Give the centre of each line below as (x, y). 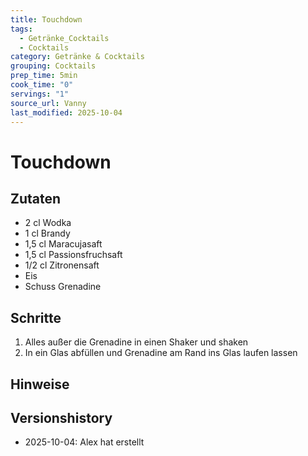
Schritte (36, 317)
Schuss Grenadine (63, 287)
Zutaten (36, 198)
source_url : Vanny (48, 103)
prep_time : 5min (44, 76)
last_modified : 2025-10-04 (66, 112)
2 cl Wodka (48, 223)
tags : (21, 29)
